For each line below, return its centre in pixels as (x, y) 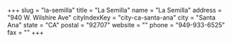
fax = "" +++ (26, 32)
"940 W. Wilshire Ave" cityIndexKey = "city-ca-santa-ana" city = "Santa (112, 17)
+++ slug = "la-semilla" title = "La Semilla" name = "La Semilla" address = (115, 10)
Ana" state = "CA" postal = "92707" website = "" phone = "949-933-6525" (116, 25)
